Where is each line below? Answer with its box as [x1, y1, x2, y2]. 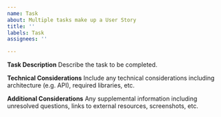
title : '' [7, 23, 36, 30]
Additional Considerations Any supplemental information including [7, 94, 198, 103]
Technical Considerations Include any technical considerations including [7, 74, 215, 83]
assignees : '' [7, 36, 48, 43]
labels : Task [7, 29, 45, 36]
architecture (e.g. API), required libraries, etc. [7, 81, 135, 89]
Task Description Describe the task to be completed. [7, 61, 158, 69]
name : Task [7, 10, 38, 17]
